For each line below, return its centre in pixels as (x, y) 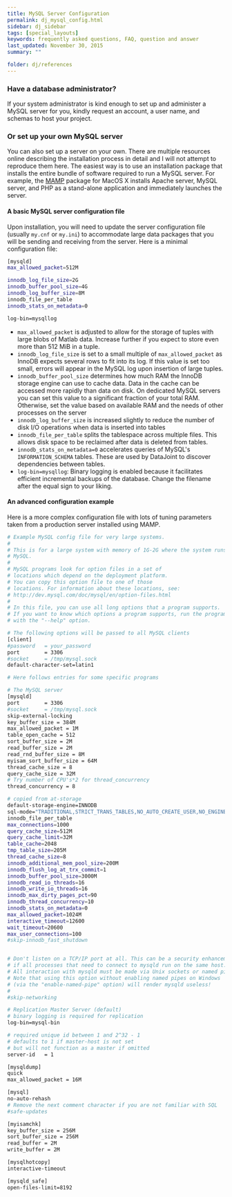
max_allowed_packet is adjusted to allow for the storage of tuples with (115, 332)
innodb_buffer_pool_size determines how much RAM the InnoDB (109, 376)
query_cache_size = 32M (41, 774)
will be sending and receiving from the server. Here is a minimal (98, 241)
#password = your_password (49, 646)
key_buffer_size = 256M (41, 1131)
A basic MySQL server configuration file (66, 211)
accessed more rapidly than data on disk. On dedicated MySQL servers (119, 390)
